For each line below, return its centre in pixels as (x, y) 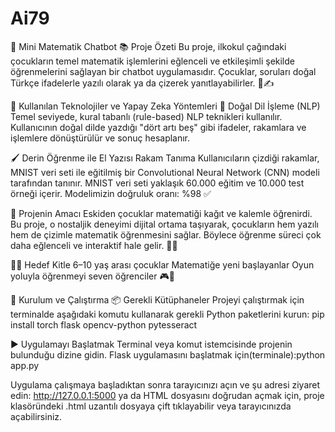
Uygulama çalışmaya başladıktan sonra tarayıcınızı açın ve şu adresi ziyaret (165, 384)
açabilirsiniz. (36, 416)
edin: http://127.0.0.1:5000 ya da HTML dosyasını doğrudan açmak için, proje (167, 395)
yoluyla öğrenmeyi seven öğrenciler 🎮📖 (92, 276)
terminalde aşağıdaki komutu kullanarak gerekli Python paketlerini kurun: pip (167, 314)
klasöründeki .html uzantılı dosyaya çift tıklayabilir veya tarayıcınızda (151, 406)
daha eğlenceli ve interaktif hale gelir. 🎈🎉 (94, 245)
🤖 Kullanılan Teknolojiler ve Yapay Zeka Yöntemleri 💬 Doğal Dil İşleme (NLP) (165, 106)
